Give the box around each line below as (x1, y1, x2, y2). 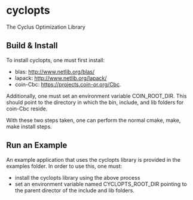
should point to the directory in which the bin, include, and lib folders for (6, 99, 184, 106)
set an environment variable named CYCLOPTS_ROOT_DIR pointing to (14, 180, 187, 187)
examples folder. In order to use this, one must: (6, 162, 122, 170)
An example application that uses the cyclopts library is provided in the (6, 156, 181, 163)
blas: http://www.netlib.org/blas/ (14, 68, 95, 75)
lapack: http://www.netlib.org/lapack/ (14, 74, 107, 81)
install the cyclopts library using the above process (14, 174, 140, 181)
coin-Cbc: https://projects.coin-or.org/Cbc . (14, 81, 121, 88)
